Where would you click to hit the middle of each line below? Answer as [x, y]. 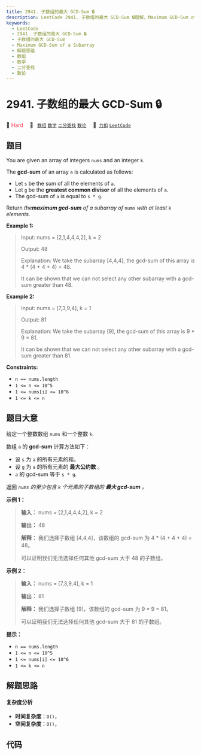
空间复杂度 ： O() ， [37, 724]
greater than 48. [53, 285]
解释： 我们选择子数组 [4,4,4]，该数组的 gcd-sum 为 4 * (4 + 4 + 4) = [106, 538]
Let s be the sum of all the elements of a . [65, 184]
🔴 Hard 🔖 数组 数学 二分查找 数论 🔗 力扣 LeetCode [68, 125]
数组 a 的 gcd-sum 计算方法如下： [48, 446]
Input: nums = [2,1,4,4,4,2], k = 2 [61, 237]
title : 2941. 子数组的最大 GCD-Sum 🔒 [51, 12]
